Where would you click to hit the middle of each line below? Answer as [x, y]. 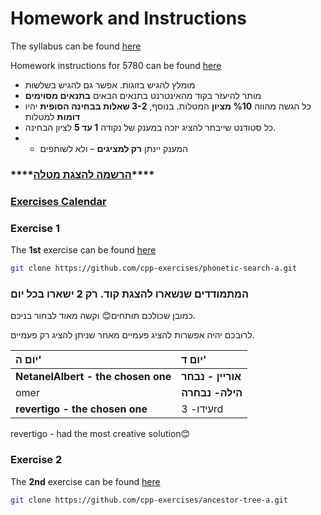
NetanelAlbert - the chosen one [93, 377]
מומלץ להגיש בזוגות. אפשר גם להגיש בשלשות [110, 84]
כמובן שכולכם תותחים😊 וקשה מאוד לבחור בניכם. [103, 316]
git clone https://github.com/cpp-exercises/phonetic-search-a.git [154, 268]
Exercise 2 [36, 460]
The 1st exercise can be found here [83, 250]
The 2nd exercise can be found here [85, 481]
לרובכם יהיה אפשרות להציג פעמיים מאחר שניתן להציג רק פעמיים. [132, 335]
